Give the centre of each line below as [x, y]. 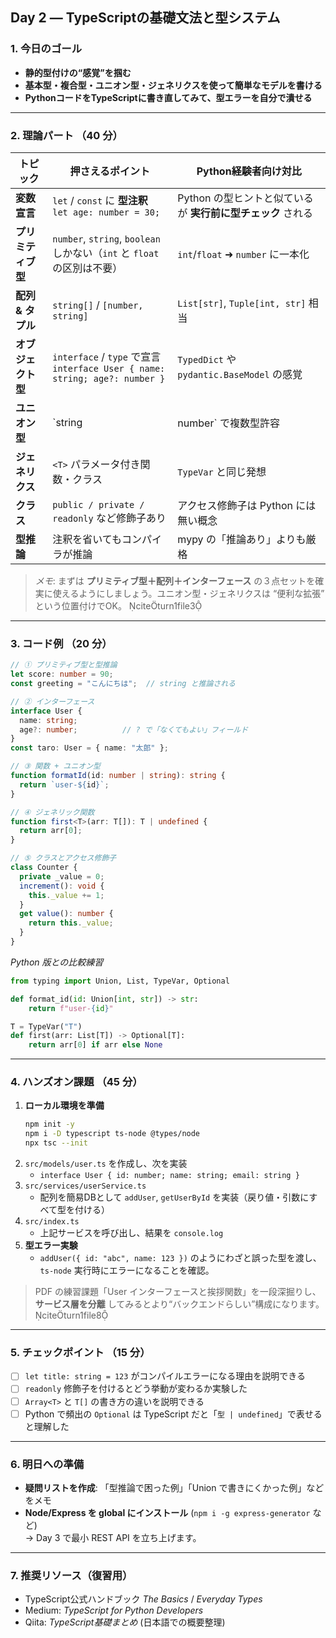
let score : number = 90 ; [62, 674]
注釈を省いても [87, 539]
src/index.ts [52, 1222]
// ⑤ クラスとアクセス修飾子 [63, 858]
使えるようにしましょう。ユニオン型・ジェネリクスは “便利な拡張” [188, 593]
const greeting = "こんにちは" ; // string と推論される [123, 684]
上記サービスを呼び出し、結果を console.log [131, 1233]
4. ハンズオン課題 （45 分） [76, 1082]
